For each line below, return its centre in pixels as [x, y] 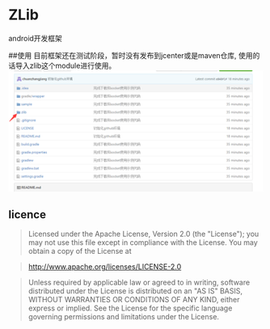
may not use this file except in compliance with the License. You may [143, 242]
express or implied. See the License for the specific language [130, 308]
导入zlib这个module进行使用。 [65, 65]
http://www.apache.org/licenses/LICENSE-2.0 [105, 266]
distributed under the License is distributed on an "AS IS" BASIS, [135, 291]
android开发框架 [36, 38]
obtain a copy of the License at [80, 251]
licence [27, 215]
